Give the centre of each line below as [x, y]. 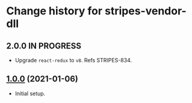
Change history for [54, 11]
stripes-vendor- [145, 11]
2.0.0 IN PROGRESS [44, 46]
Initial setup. [30, 93]
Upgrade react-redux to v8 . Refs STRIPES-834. [73, 60]
